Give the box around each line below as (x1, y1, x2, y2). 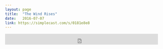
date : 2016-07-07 (5, 16, 45, 21)
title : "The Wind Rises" (5, 12, 57, 16)
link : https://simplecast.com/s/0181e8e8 (5, 20, 90, 25)
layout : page (5, 7, 32, 12)
